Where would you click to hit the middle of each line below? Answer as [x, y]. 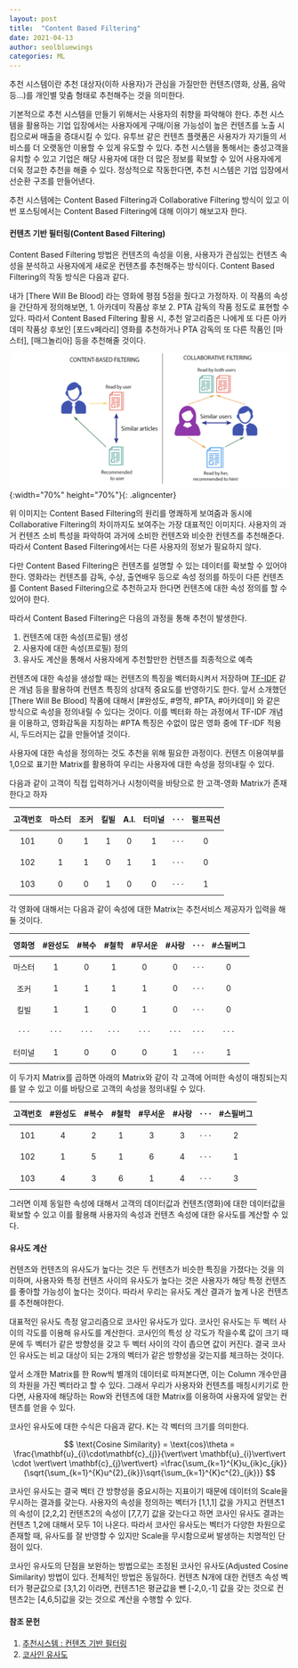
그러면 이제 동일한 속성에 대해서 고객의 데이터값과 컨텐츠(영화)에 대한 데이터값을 [148, 1203]
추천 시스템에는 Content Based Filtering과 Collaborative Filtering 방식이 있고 [145, 200]
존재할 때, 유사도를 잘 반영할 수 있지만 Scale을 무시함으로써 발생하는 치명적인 [143, 1536]
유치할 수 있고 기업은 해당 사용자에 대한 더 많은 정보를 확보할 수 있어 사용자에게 [145, 159]
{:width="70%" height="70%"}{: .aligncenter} [93, 495]
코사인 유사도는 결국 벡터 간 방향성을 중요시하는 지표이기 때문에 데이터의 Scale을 [149, 1491]
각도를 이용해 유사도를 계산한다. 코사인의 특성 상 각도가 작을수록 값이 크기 [153, 1333]
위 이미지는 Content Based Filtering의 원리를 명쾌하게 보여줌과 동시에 [131, 514]
